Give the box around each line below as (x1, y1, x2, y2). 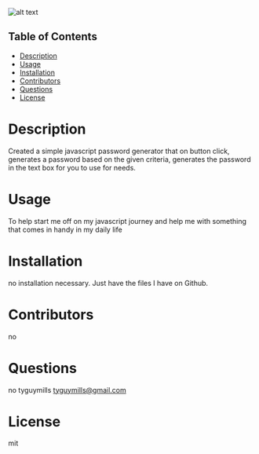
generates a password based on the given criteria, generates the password (8, 154, 251, 164)
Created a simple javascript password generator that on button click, (8, 146, 230, 156)
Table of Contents (8, 30, 98, 43)
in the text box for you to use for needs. (8, 163, 136, 172)
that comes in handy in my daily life (8, 225, 123, 234)
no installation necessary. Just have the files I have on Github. (8, 278, 209, 287)
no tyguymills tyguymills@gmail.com (8, 385, 127, 394)
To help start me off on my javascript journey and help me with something (8, 216, 247, 225)
